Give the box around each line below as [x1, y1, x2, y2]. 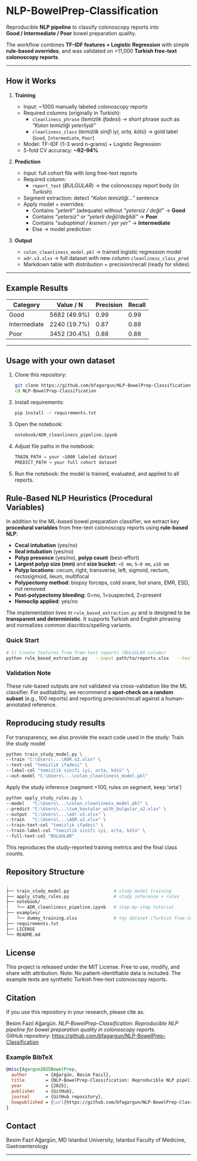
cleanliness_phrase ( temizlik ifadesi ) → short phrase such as [32, 116, 180, 123]
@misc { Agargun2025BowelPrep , [6, 1067, 77, 1072]
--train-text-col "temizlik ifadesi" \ [6, 822, 104, 828]
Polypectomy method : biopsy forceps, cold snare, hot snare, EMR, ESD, [14, 579, 189, 586]
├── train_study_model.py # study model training [6, 888, 172, 894]
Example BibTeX [6, 1053, 53, 1061]
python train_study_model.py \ [6, 751, 83, 757]
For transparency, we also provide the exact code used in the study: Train [6, 733, 184, 740]
